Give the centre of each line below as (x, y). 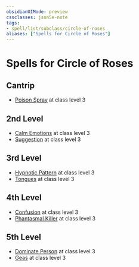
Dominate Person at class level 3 (55, 251)
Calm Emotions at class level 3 (52, 133)
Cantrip (21, 85)
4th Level (24, 198)
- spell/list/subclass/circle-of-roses (56, 28)
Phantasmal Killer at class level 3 (55, 218)
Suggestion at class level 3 (48, 139)
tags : (13, 23)
